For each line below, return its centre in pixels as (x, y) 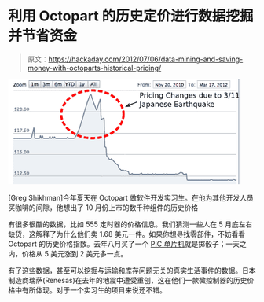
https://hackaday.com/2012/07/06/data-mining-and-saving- (146, 59)
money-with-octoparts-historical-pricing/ (94, 68)
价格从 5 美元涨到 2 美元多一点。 (75, 253)
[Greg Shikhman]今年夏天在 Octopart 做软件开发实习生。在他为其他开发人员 (131, 197)
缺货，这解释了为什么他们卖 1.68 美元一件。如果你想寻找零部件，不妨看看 (127, 234)
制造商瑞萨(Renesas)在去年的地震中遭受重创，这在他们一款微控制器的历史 (128, 280)
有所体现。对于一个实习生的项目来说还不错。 (94, 290)
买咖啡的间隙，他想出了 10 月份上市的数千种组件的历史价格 (103, 207)
